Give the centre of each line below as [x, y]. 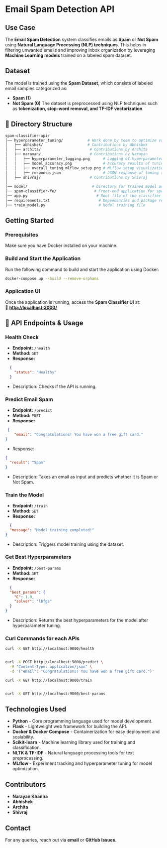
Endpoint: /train [30, 505]
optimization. [26, 769]
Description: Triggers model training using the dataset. [68, 544]
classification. [27, 747]
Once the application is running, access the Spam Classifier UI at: [73, 302]
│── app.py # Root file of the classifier [83, 196]
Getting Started [30, 221]
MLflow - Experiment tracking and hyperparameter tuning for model [82, 763]
